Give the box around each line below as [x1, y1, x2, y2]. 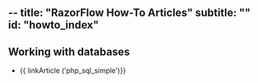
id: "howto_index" [8, 19, 100, 32]
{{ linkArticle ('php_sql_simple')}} [19, 66, 127, 75]
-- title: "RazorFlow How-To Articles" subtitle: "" [8, 6, 251, 20]
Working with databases [8, 45, 131, 58]
